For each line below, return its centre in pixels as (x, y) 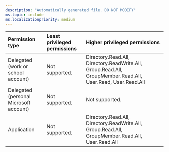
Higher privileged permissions (122, 42)
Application (21, 130)
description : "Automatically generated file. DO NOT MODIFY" (71, 10)
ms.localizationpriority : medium (40, 19)
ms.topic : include (24, 15)
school (16, 73)
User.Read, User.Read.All (115, 82)
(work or (18, 67)
